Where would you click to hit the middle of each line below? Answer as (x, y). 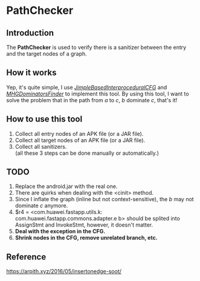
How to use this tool (44, 119)
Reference (26, 257)
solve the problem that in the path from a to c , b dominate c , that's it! (92, 100)
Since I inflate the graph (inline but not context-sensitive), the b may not (105, 199)
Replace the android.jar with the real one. (66, 186)
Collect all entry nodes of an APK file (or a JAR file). (79, 134)
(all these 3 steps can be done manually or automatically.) (87, 153)
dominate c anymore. (41, 205)
